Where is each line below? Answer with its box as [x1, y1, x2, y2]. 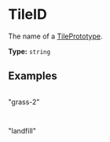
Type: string [8, 46, 51, 56]
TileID [8, 5, 47, 24]
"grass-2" [8, 96, 40, 107]
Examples [8, 69, 57, 83]
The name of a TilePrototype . [8, 31, 103, 41]
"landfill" [8, 126, 37, 135]
